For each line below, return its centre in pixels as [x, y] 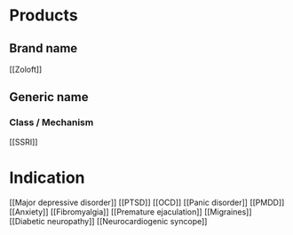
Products [44, 16]
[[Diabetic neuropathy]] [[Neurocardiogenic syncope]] [108, 221]
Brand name [44, 48]
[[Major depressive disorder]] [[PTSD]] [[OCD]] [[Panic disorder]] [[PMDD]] [147, 202]
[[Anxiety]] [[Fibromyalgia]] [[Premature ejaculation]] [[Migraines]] [131, 211]
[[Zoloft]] [26, 69]
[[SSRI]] [24, 142]
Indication [47, 177]
